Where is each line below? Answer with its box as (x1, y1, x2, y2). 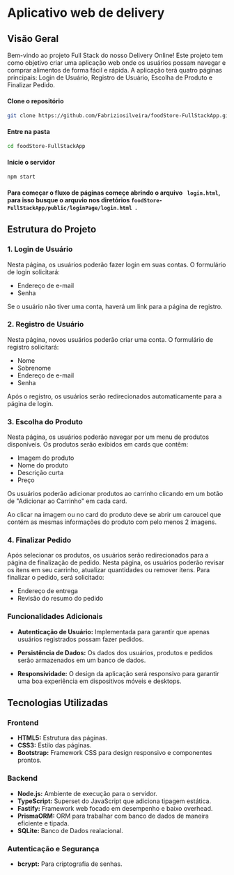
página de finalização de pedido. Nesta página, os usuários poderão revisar (7, 558, 225, 567)
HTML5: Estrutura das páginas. (17, 734, 108, 742)
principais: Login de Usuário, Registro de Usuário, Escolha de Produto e (7, 73, 213, 82)
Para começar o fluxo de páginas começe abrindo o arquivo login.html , (7, 188, 221, 197)
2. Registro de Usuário (7, 320, 84, 329)
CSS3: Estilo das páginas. (17, 741, 92, 749)
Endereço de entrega (17, 587, 79, 595)
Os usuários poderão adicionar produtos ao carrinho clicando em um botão (7, 490, 224, 498)
